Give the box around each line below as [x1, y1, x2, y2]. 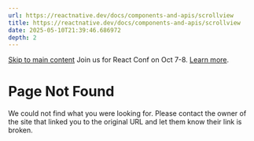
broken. [8, 125, 33, 135]
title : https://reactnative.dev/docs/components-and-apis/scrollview [8, 19, 241, 27]
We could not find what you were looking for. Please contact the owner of [8, 109, 247, 118]
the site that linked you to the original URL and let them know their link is [8, 117, 242, 127]
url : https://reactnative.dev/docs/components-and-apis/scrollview [8, 11, 234, 20]
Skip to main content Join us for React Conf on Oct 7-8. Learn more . [8, 55, 230, 65]
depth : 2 [8, 33, 37, 42]
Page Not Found [8, 83, 115, 101]
